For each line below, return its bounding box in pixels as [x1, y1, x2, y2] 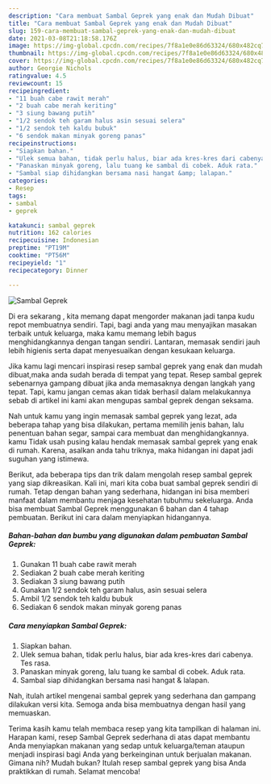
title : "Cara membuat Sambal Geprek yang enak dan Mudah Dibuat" [8, 19, 232, 27]
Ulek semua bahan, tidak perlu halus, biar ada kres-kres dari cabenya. [19, 650, 254, 660]
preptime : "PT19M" [8, 244, 70, 252]
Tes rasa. [19, 658, 51, 668]
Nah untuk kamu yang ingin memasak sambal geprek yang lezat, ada [8, 411, 238, 420]
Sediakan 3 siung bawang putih [19, 577, 125, 586]
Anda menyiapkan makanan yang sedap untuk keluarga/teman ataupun [8, 741, 245, 751]
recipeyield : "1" [8, 259, 67, 267]
